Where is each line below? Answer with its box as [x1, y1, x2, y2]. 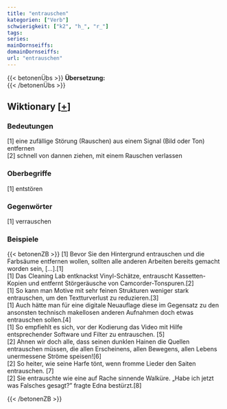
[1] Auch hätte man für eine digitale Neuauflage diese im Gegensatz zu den [7, 301, 219, 309]
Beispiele [7, 234, 39, 244]
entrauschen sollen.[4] [7, 316, 71, 324]
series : [7, 36, 29, 43]
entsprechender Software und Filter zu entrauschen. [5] [7, 331, 165, 339]
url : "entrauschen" [7, 55, 63, 62]
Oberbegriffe [7, 169, 51, 179]
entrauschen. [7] [7, 367, 54, 375]
